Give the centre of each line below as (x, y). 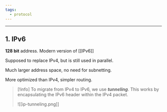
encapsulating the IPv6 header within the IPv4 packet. (73, 95)
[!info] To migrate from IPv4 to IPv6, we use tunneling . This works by (88, 89)
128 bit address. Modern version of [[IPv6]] (49, 51)
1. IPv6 (16, 39)
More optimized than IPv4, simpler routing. (49, 80)
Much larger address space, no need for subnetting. (58, 70)
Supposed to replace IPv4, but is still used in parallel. (59, 60)
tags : (11, 10)
